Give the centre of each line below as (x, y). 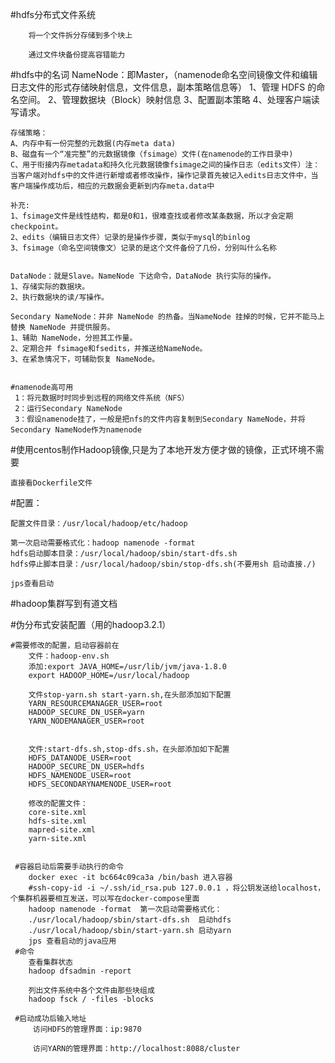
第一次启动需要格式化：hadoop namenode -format (103, 543)
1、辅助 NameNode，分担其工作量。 (74, 338)
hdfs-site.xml (57, 821)
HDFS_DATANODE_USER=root (80, 758)
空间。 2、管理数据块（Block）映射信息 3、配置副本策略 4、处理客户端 (165, 99)
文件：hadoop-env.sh (69, 656)
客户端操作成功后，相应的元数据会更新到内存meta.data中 (112, 186)
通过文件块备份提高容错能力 (77, 55)
